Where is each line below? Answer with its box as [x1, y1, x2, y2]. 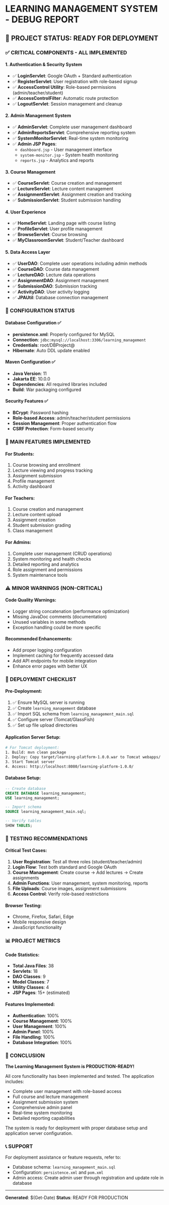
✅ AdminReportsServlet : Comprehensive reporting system [12, 129, 136, 135]
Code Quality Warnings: [5, 597, 57, 603]
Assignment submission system [12, 1099, 78, 1105]
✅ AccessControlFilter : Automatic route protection [12, 95, 119, 101]
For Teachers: [5, 495, 35, 501]
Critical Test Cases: [5, 847, 47, 853]
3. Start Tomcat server [5, 759, 55, 764]
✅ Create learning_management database [12, 705, 97, 711]
